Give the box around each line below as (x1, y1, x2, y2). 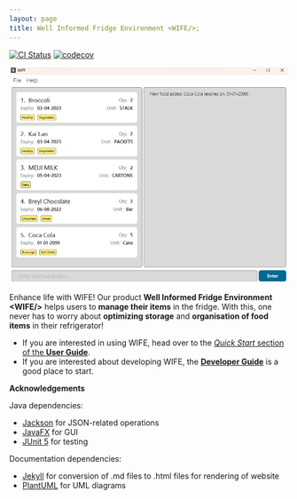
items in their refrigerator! (9, 321, 105, 331)
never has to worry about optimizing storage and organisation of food (9, 311, 269, 321)
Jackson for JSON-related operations (21, 417, 160, 428)
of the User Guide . (21, 347, 90, 358)
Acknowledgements (9, 383, 86, 394)
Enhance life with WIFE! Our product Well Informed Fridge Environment (9, 292, 273, 303)
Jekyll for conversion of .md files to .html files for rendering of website (21, 471, 280, 481)
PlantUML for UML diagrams (21, 480, 127, 491)
